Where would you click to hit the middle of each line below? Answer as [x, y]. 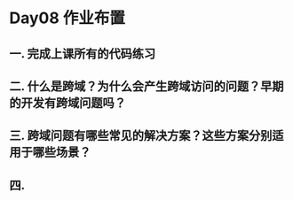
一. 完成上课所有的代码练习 [83, 54]
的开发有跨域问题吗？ [67, 103]
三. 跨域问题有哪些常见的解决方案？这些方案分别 [141, 136]
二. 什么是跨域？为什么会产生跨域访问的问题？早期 [146, 86]
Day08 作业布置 [67, 18]
